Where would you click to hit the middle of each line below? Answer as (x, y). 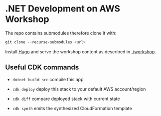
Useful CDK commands (42, 67)
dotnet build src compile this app (48, 79)
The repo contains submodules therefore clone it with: (61, 33)
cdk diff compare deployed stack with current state (66, 99)
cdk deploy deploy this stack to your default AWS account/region (79, 89)
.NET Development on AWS (63, 9)
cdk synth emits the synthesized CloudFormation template (72, 108)
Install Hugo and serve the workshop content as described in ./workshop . (80, 52)
